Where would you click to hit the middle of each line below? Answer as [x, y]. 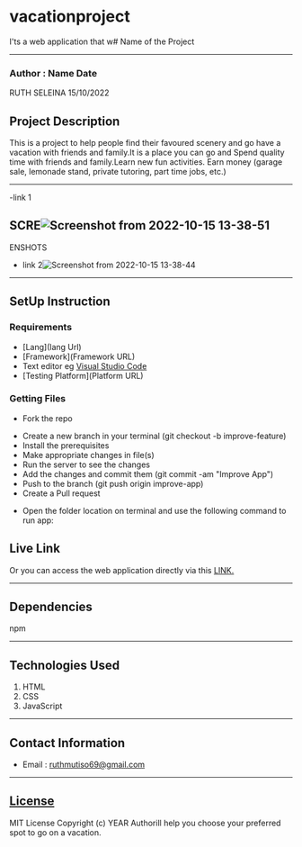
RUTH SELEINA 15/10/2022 [59, 93]
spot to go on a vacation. [55, 832]
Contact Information [67, 743]
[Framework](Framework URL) [79, 356]
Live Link [35, 549]
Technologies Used [64, 665]
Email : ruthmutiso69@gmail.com [84, 765]
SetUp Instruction [60, 302]
